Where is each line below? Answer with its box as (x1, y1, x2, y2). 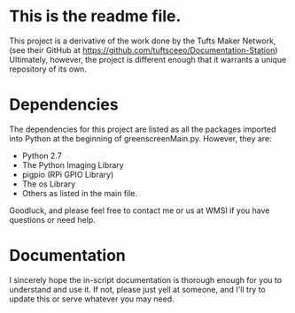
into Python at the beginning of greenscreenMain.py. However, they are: (9, 133, 272, 143)
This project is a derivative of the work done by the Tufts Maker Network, (9, 35, 276, 46)
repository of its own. (9, 64, 87, 74)
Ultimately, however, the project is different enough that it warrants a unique (9, 54, 287, 65)
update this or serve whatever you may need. (9, 294, 175, 304)
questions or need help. (9, 214, 96, 225)
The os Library (21, 179, 76, 189)
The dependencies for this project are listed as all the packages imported (9, 124, 276, 134)
